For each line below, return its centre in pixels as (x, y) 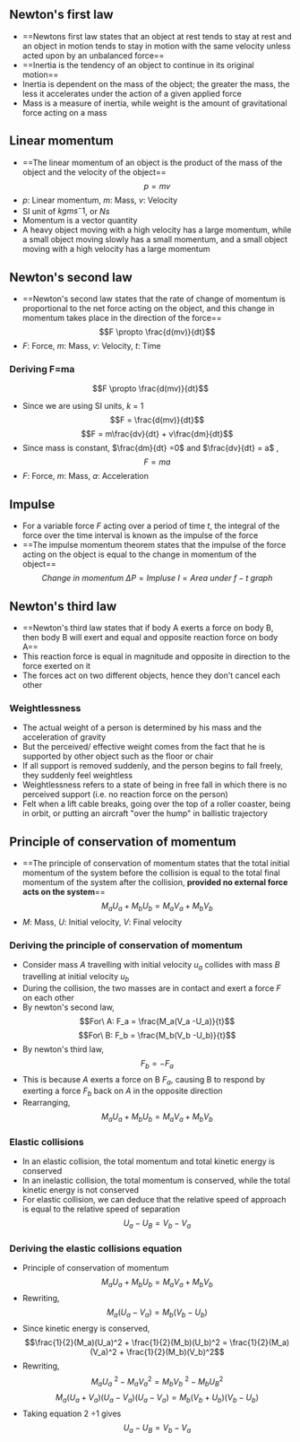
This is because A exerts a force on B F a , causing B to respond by (144, 1080)
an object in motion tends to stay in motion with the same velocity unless (156, 46)
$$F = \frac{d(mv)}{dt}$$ (157, 420)
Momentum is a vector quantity (80, 221)
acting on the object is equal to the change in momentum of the (139, 554)
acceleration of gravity (64, 737)
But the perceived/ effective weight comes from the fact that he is (144, 747)
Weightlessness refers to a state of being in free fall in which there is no (154, 785)
